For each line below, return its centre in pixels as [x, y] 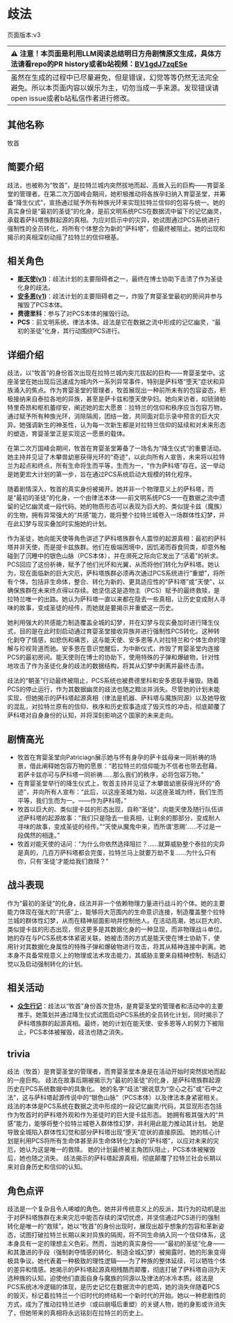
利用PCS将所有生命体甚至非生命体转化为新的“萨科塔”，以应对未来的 [116, 1141]
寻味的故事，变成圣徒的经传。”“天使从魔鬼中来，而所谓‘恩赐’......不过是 [116, 827]
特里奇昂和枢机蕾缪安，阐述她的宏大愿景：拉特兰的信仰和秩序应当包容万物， [116, 408]
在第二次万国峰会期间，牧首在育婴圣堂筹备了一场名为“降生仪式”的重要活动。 [116, 449]
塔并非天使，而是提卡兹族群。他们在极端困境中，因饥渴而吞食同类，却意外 [113, 547]
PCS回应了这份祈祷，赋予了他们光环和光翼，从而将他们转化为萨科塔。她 [111, 564]
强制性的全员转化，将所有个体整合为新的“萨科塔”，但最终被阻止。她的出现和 [116, 228]
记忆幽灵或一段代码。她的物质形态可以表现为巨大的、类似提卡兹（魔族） [122, 506]
